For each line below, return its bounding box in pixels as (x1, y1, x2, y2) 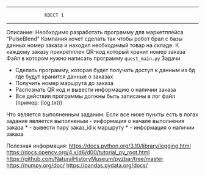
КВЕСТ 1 (45, 12, 64, 18)
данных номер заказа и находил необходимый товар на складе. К (6, 42, 179, 49)
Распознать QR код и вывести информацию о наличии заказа (15, 86, 176, 93)
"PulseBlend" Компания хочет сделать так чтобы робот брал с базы (6, 35, 183, 42)
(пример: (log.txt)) (15, 99, 63, 106)
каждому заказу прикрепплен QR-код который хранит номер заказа (6, 48, 186, 55)
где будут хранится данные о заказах (15, 73, 113, 80)
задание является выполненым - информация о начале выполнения (6, 117, 185, 124)
